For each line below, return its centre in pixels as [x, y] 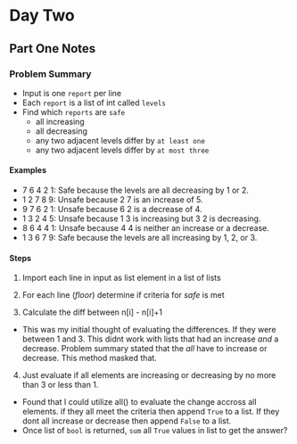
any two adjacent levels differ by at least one [120, 140]
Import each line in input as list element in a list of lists [121, 278]
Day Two [42, 16]
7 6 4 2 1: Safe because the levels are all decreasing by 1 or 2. [136, 190]
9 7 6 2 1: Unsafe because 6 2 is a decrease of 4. [112, 210]
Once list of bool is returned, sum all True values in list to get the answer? [155, 431]
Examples [28, 170]
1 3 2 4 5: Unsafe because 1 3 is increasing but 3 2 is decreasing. [141, 218]
